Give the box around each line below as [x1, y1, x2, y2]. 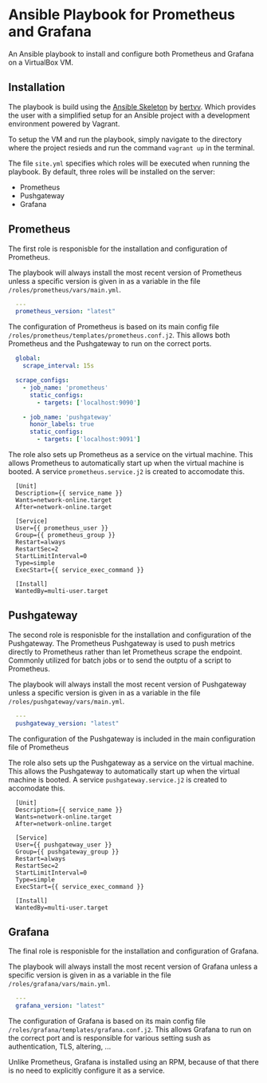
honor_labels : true [29, 420, 94, 428]
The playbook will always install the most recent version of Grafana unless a [8, 962, 258, 972]
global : [15, 354, 41, 363]
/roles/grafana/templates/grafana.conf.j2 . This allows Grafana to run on [8, 1025, 252, 1034]
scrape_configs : [15, 376, 69, 384]
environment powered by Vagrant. [8, 118, 120, 129]
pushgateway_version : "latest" [15, 719, 120, 727]
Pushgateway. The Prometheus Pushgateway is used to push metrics [8, 638, 235, 648]
